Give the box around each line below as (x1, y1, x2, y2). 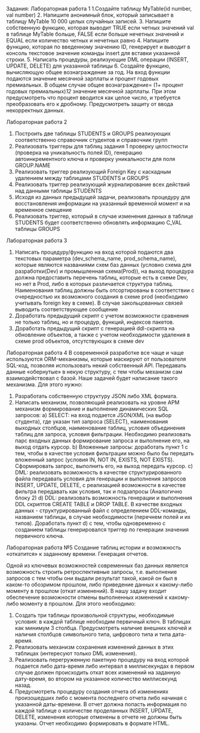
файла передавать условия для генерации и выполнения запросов (14, 475, 186, 482)
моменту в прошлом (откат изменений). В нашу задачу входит (6, 588, 167, 594)
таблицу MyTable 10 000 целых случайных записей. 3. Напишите (6, 18, 171, 25)
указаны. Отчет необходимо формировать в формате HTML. (14, 720, 170, 726)
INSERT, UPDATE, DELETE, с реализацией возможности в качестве (14, 482, 186, 488)
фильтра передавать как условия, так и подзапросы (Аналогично (14, 488, 183, 495)
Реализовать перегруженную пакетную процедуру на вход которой (14, 656, 189, 663)
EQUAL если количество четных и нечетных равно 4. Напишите (6, 37, 169, 44)
